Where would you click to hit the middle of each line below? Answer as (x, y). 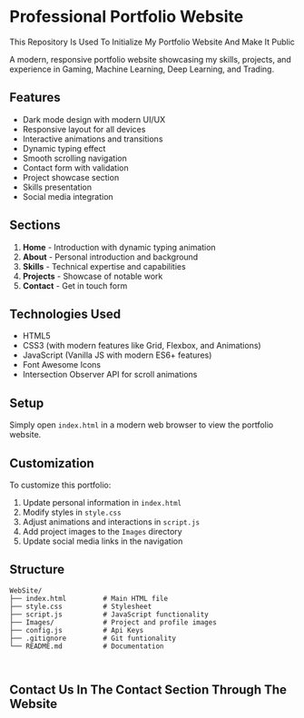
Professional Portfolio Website (127, 17)
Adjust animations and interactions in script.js (111, 522)
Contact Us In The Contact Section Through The (148, 690)
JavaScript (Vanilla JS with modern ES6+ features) (117, 355)
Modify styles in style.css (72, 512)
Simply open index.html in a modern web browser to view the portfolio (142, 425)
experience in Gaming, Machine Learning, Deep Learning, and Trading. (142, 69)
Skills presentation (57, 187)
